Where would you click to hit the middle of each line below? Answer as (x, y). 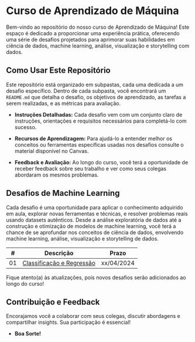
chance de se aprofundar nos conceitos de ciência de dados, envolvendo (95, 232)
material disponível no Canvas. (52, 151)
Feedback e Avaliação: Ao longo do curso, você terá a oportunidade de (101, 162)
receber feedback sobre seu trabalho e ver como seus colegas (90, 168)
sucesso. (25, 127)
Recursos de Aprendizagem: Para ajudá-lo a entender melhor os (93, 138)
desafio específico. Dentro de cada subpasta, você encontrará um (86, 91)
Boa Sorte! (28, 334)
